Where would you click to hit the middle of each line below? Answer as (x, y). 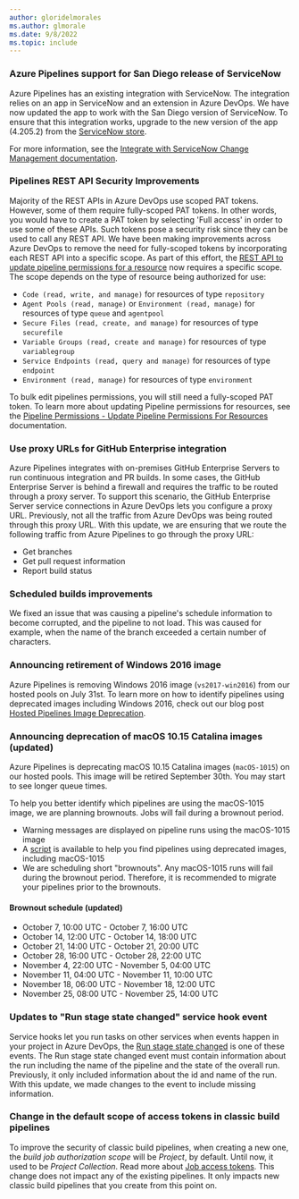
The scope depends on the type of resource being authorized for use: (137, 276)
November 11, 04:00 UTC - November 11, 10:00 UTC (117, 975)
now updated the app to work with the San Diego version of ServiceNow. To (149, 112)
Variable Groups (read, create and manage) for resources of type (144, 342)
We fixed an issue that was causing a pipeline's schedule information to (141, 613)
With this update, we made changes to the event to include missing (133, 1084)
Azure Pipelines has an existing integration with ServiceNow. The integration (149, 93)
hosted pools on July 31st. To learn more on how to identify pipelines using (147, 694)
